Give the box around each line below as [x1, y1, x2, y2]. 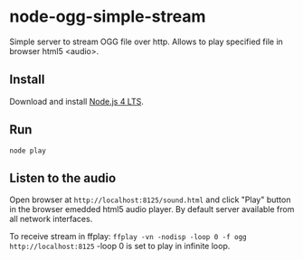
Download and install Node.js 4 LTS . [9, 96, 145, 107]
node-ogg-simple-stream [9, 6, 206, 27]
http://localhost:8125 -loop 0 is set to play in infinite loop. [9, 241, 231, 252]
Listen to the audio [9, 170, 117, 186]
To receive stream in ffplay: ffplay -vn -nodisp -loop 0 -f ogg [9, 231, 247, 242]
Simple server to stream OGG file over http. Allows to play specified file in [9, 36, 283, 47]
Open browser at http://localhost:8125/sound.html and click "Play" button [9, 194, 291, 205]
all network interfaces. [9, 214, 93, 225]
